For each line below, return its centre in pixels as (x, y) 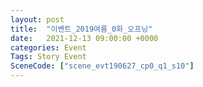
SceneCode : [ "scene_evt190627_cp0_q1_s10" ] (102, 66)
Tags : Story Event (48, 57)
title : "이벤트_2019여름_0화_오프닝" (81, 29)
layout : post (37, 19)
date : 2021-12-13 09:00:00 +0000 (84, 38)
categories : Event (48, 47)
